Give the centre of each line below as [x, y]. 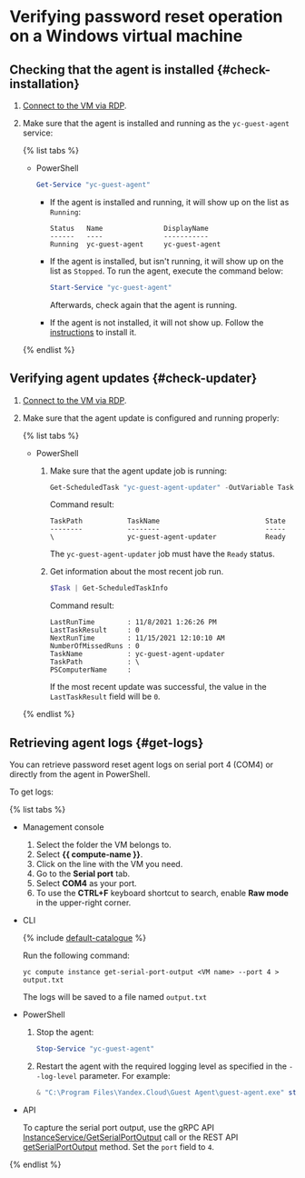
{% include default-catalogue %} [84, 938]
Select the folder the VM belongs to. [104, 845]
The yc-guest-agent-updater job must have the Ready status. [162, 554]
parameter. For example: [125, 1076]
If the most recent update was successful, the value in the [158, 687]
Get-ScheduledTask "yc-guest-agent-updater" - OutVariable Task [172, 487]
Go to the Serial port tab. [83, 874]
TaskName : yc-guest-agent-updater [137, 654]
